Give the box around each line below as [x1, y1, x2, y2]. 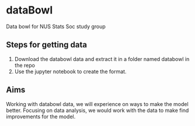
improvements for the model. [6, 113, 76, 120]
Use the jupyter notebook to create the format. [14, 68, 127, 75]
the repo [14, 62, 35, 69]
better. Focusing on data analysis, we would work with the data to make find [6, 107, 189, 114]
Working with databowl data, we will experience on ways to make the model [6, 100, 189, 107]
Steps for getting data [6, 40, 88, 50]
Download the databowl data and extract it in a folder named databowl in [14, 55, 190, 62]
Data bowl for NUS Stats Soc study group [6, 23, 106, 30]
